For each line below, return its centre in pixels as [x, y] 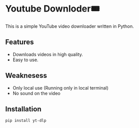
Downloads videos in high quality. [48, 54]
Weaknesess [26, 76]
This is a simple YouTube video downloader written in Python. [70, 26]
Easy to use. [25, 60]
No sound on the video [37, 93]
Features [20, 42]
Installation [23, 109]
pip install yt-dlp [26, 121]
